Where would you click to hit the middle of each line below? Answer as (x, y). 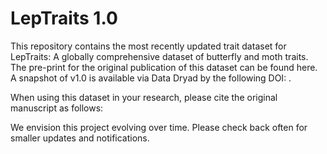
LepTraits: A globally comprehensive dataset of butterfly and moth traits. (159, 56)
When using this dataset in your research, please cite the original (144, 97)
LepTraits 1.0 (64, 18)
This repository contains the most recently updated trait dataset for (148, 46)
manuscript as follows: (57, 108)
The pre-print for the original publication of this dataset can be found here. (164, 67)
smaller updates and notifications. (80, 138)
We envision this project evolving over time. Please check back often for (159, 127)
